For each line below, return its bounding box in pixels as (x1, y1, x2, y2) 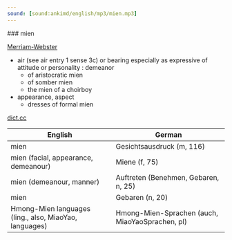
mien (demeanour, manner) (10, 177, 100, 187)
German (155, 129, 182, 139)
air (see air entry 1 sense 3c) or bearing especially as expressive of (17, 56, 209, 64)
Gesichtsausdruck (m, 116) (115, 141, 205, 151)
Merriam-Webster (7, 42, 58, 50)
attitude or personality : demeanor (17, 63, 115, 71)
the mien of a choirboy (27, 85, 93, 93)
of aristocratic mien (27, 71, 84, 79)
